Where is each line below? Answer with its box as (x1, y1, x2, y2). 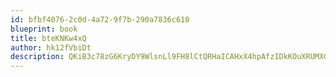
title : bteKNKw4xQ (10, 33, 87, 43)
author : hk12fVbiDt (10, 42, 92, 53)
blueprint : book (10, 24, 78, 34)
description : (10, 52, 65, 62)
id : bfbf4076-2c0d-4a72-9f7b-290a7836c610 (10, 14, 190, 25)
